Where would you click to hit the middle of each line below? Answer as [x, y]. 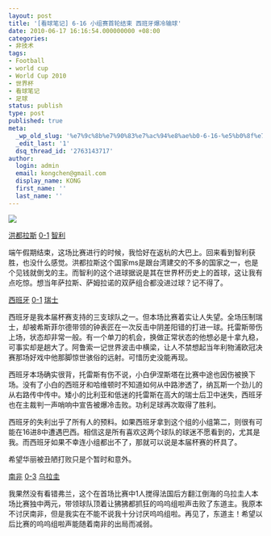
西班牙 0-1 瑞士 [33, 299]
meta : [17, 128]
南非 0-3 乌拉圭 [34, 476]
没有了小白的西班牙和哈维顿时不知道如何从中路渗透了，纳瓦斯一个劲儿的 [142, 384]
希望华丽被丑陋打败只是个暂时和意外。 [72, 459]
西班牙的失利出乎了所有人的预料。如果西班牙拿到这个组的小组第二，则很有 [132, 421]
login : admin [38, 166]
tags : [17, 53]
